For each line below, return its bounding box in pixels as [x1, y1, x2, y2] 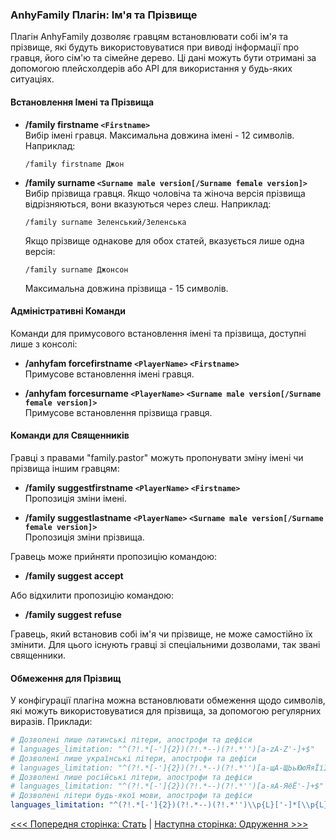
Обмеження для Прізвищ [10, 672, 122, 684]
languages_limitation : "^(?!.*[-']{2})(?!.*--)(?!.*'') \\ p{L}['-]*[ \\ [10, 800, 311, 810]
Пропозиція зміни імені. [24, 492, 127, 504]
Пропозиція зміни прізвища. [24, 531, 145, 543]
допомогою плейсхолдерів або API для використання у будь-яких [10, 63, 293, 75]
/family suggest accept [24, 569, 124, 582]
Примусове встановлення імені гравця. [24, 368, 195, 380]
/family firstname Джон [24, 159, 125, 169]
